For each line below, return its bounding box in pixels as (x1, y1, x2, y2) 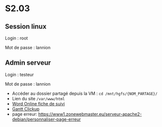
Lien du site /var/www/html (12, 95, 65, 101)
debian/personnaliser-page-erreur (12, 116, 81, 122)
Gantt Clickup (12, 106, 40, 112)
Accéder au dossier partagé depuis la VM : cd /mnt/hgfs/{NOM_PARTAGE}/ (12, 91, 158, 96)
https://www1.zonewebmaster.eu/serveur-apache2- (38, 111, 142, 117)
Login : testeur (5, 72, 34, 77)
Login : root (5, 35, 28, 41)
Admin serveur (5, 59, 51, 67)
